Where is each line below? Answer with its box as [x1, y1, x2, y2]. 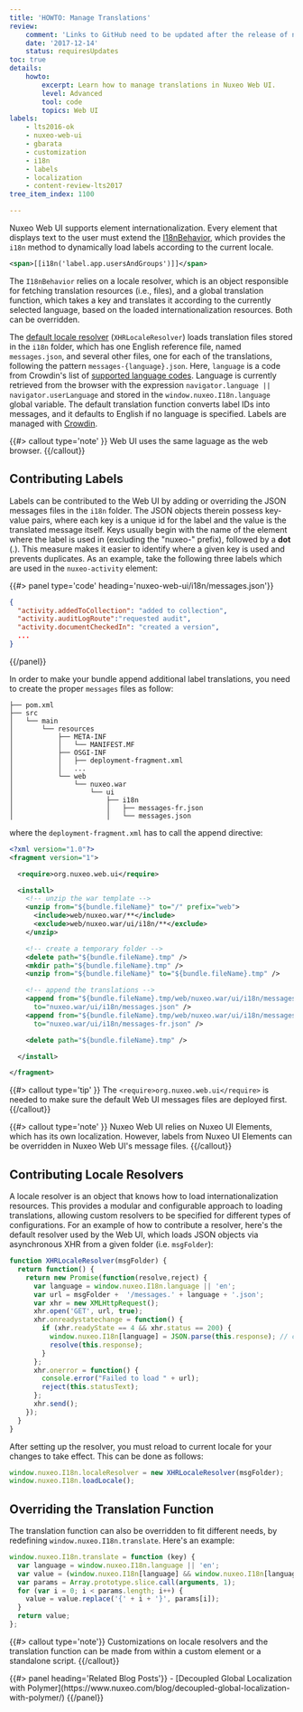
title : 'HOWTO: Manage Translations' [9, 13, 151, 23]
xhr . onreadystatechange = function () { [32, 1315, 183, 1325]
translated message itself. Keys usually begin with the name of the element [9, 524, 288, 534]
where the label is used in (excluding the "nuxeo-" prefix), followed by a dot [9, 534, 291, 544]
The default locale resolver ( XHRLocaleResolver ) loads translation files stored [9, 331, 293, 342]
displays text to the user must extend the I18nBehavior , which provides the [9, 232, 286, 242]
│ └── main [9, 716, 59, 725]
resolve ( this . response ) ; [49, 1340, 143, 1349]
